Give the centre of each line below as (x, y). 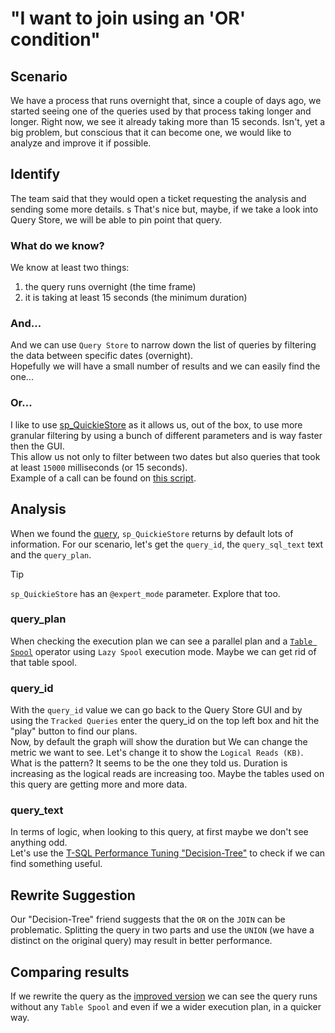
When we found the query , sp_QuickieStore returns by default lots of (152, 533)
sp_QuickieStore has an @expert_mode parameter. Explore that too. (145, 593)
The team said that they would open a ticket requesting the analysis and (158, 198)
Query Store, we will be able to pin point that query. (116, 219)
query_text (37, 810)
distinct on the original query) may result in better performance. (141, 941)
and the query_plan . (51, 554)
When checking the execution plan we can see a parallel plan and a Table (161, 641)
